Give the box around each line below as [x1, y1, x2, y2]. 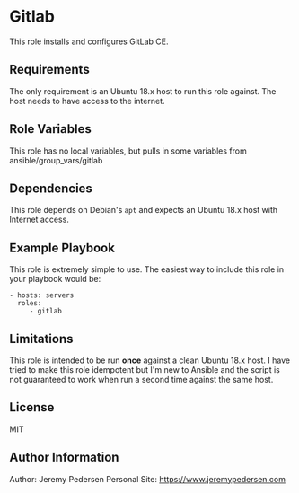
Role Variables [9, 121, 92, 136]
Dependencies [9, 180, 92, 196]
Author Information [9, 450, 119, 465]
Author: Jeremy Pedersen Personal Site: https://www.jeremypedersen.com [9, 473, 286, 484]
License [9, 400, 55, 415]
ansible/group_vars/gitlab [9, 154, 103, 165]
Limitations [9, 330, 74, 347]
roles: [17, 299, 42, 308]
